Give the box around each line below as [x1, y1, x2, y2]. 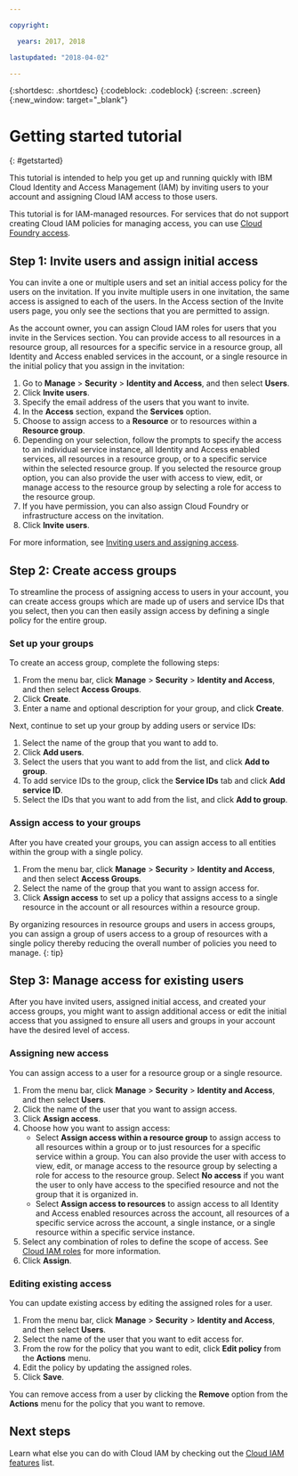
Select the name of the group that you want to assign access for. [21, 883, 260, 893]
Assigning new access [9, 1048, 109, 1060]
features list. [9, 1457, 55, 1468]
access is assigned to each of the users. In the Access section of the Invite [9, 296, 284, 307]
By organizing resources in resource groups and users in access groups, [9, 918, 276, 929]
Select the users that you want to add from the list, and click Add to [21, 756, 270, 767]
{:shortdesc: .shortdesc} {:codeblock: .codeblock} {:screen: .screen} [9, 86, 262, 96]
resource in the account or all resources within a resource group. [21, 901, 261, 912]
